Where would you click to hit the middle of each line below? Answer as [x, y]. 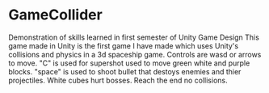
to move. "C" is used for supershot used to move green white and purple [129, 63]
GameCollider [55, 15]
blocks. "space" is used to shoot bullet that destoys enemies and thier [125, 71]
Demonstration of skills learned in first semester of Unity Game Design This [134, 37]
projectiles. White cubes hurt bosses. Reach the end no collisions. [118, 80]
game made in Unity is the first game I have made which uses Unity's [124, 45]
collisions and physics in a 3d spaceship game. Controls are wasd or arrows [135, 54]
